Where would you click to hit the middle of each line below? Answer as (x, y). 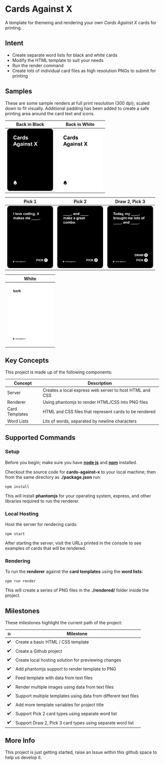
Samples (19, 91)
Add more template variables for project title (60, 705)
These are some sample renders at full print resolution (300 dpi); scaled (77, 103)
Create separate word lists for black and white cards (65, 55)
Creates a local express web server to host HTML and (96, 390)
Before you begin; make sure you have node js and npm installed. (71, 462)
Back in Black (30, 124)
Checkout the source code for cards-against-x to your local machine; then (81, 472)
